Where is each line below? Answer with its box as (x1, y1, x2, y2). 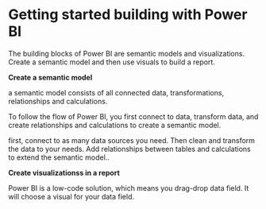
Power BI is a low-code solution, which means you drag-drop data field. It (8, 183, 249, 192)
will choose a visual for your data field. (8, 192, 135, 201)
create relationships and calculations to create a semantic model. (8, 120, 222, 130)
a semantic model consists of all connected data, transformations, (8, 87, 225, 97)
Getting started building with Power (8, 6, 248, 24)
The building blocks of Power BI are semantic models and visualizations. (8, 48, 245, 58)
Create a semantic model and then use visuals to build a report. (8, 57, 216, 67)
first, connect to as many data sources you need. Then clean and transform (8, 135, 256, 145)
